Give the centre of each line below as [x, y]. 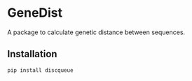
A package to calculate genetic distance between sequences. [96, 32]
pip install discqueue [40, 70]
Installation [32, 54]
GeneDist [35, 13]
